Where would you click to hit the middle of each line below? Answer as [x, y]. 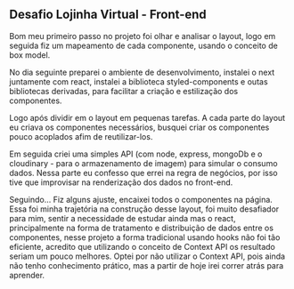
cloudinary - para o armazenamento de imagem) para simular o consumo [143, 163]
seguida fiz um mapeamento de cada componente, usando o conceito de [143, 45]
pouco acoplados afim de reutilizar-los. [81, 136]
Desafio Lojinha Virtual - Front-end [108, 15]
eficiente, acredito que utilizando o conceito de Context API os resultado [143, 246]
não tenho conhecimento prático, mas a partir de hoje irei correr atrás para [147, 265]
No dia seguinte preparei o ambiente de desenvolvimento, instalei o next [142, 72]
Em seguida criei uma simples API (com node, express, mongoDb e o [136, 154]
